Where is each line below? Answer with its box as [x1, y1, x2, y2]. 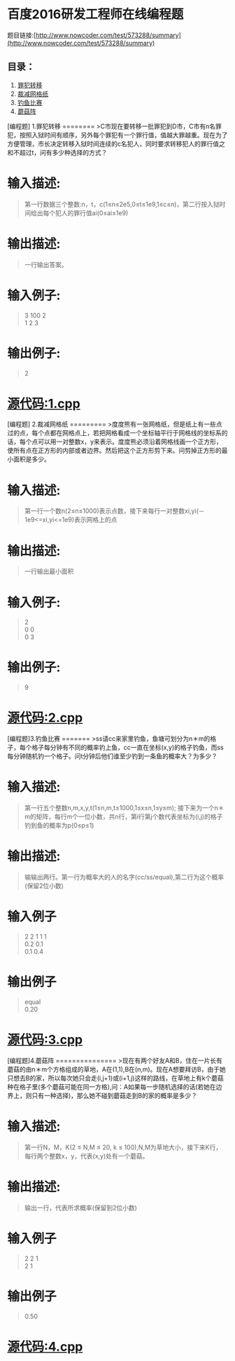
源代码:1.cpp [7, 395, 80, 411]
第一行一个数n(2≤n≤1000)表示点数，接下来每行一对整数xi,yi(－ [24, 507, 205, 515]
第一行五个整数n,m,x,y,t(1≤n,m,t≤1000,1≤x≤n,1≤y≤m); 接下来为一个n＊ [24, 804, 225, 812]
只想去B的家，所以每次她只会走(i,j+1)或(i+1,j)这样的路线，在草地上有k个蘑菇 [7, 1074, 224, 1082]
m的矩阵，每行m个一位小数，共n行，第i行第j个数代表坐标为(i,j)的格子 [24, 812, 223, 821]
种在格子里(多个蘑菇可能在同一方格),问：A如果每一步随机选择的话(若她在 [7, 1082, 217, 1090]
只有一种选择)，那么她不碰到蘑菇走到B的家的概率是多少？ [31, 1091, 198, 1100]
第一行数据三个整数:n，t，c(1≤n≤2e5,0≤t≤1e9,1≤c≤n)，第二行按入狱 [24, 200, 220, 208]
